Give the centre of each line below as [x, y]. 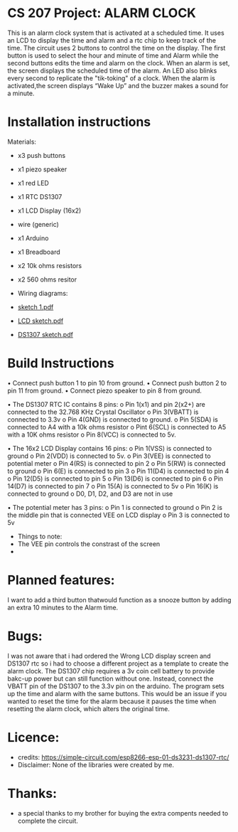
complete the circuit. [48, 821]
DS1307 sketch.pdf [45, 334]
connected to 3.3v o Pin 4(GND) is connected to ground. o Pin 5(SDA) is [113, 419]
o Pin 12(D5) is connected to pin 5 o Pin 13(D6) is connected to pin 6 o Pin [115, 479]
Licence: [33, 737]
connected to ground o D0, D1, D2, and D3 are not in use [90, 494]
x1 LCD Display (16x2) [49, 210]
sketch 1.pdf [36, 306]
